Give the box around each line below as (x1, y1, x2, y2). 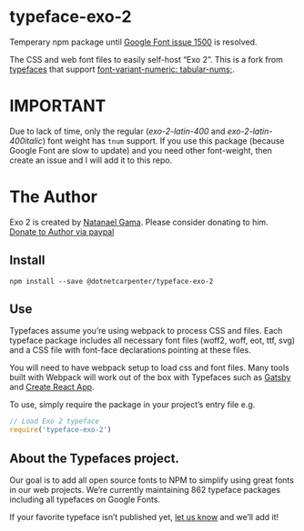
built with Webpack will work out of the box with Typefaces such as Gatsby (9, 372, 291, 383)
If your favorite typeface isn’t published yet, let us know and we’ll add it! (9, 512, 279, 522)
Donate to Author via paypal (9, 225, 115, 237)
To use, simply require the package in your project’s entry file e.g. (9, 399, 256, 410)
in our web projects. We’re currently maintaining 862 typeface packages (9, 485, 280, 495)
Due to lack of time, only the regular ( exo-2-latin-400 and (9, 125, 226, 136)
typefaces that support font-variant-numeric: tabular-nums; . (9, 64, 235, 75)
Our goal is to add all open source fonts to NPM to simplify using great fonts (9, 475, 294, 486)
